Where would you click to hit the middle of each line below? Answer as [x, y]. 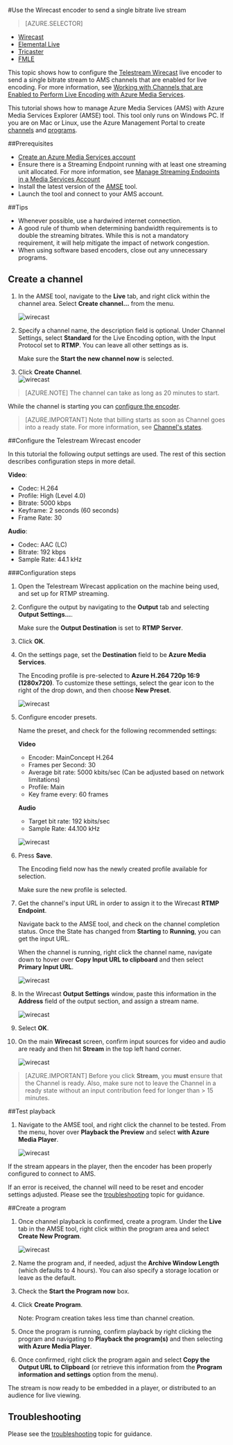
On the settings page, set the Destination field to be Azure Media [112, 654]
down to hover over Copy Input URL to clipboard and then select [111, 959]
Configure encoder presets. [58, 717]
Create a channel [45, 279]
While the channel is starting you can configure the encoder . [94, 406]
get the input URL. [44, 939]
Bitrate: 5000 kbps [44, 503]
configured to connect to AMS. [52, 1173]
